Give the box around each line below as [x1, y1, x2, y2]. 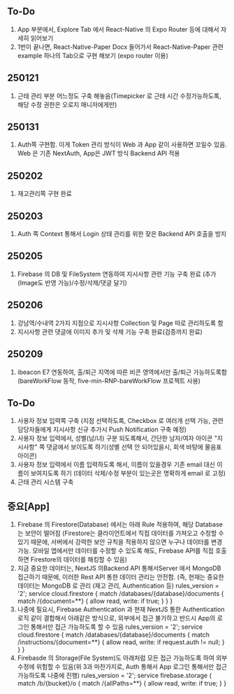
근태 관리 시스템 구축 [17, 478, 74, 486]
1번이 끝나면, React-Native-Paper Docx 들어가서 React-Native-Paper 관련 [17, 42, 224, 51]
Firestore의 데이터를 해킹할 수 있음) [30, 555, 128, 564]
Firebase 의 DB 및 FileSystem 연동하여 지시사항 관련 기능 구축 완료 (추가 [17, 270, 217, 278]
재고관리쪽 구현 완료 [17, 189, 72, 198]
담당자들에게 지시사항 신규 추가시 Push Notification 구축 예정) [17, 425, 187, 433]
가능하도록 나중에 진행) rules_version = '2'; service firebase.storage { [17, 672, 212, 680]
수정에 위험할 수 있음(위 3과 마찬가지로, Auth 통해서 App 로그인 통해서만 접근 [17, 662, 228, 671]
